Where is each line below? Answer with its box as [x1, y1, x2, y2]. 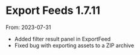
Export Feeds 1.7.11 [5, 4, 101, 18]
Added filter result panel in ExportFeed [14, 35, 111, 42]
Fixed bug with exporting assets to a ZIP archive [14, 42, 135, 49]
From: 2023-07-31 [5, 24, 51, 31]
